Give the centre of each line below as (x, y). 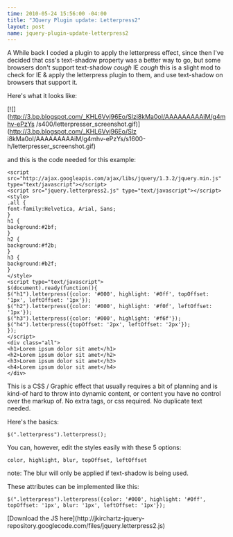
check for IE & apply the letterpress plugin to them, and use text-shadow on (115, 75)
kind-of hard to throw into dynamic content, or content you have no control (114, 394)
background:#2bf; (32, 227)
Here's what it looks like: (42, 96)
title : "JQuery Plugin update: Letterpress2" (74, 20)
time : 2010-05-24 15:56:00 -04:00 (57, 14)
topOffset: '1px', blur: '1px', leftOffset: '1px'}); (87, 506)
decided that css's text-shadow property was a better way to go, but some (114, 61)
